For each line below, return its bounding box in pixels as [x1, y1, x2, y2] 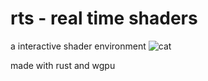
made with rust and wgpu [10, 59, 116, 71]
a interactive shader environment [10, 40, 147, 52]
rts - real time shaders [10, 7, 198, 30]
